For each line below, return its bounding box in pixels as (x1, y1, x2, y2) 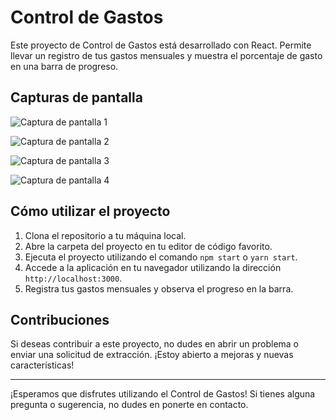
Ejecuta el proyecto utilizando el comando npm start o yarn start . (24, 251, 298, 263)
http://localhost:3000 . (24, 272, 123, 284)
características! (10, 359, 75, 371)
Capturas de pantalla (10, 89, 143, 106)
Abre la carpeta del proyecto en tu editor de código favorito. (24, 240, 273, 252)
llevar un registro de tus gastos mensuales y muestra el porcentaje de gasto (10, 49, 323, 61)
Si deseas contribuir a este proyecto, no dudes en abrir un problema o (10, 338, 300, 350)
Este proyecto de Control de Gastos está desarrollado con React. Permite (10, 39, 312, 51)
